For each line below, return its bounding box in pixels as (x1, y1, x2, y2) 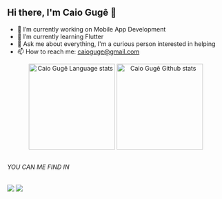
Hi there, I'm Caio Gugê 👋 (7, 7, 117, 19)
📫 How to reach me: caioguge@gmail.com (17, 47, 140, 56)
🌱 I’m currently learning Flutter (17, 32, 104, 40)
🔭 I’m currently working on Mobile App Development (17, 25, 166, 33)
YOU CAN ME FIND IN (7, 163, 70, 172)
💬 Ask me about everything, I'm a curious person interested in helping (17, 39, 216, 48)
